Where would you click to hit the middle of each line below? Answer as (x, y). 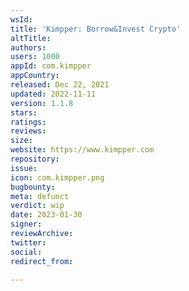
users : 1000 (35, 57)
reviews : (28, 131)
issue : (24, 168)
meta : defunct (40, 196)
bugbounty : (33, 187)
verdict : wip (37, 206)
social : (26, 252)
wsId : (21, 19)
